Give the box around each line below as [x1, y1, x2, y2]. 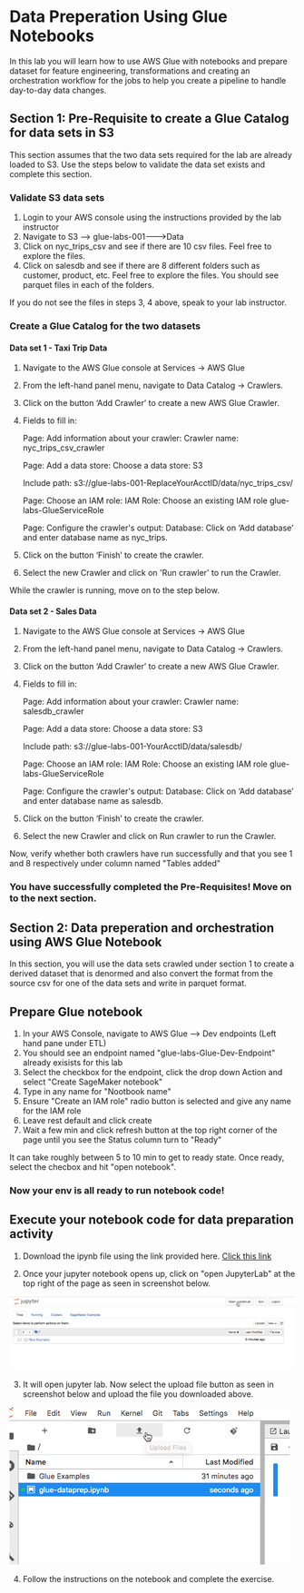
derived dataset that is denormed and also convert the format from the [9, 968, 274, 979]
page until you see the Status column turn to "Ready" [22, 1133, 222, 1145]
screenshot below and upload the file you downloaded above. [22, 1389, 254, 1400]
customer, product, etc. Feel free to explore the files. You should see [22, 270, 279, 281]
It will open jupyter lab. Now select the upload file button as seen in [22, 1379, 274, 1390]
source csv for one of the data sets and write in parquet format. [9, 978, 247, 989]
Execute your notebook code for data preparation [9, 1212, 295, 1228]
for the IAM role [22, 1105, 82, 1116]
